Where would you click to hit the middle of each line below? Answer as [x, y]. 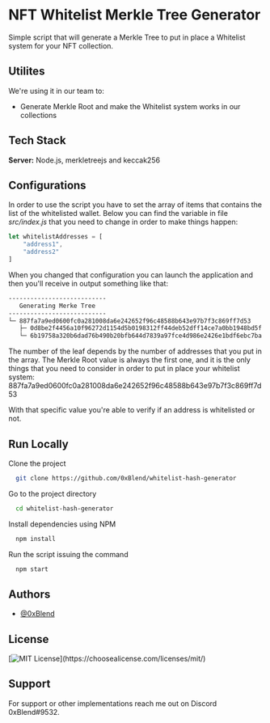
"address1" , [43, 244]
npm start [32, 569]
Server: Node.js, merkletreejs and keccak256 [84, 160]
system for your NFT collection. [61, 45]
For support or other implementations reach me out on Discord [113, 703]
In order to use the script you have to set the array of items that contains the [135, 205]
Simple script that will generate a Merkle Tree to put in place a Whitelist [127, 37]
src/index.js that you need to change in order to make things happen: [123, 222]
